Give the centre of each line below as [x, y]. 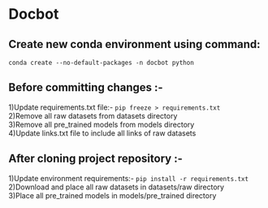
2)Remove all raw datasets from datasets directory [93, 115]
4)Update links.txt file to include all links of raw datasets [102, 133]
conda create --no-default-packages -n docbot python [102, 63]
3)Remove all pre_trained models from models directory [102, 124]
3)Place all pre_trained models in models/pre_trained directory [112, 195]
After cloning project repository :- [95, 159]
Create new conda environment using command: [135, 44]
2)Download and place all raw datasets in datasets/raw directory [117, 187]
